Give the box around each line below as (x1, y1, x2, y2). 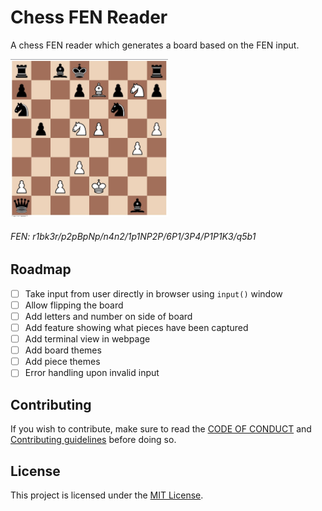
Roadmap (10, 261, 72, 278)
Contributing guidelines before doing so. (10, 434, 177, 446)
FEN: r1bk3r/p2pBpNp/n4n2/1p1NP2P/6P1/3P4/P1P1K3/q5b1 (10, 230, 257, 242)
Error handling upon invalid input (24, 367, 160, 379)
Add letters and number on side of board (24, 310, 193, 322)
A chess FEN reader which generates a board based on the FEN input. (10, 39, 300, 51)
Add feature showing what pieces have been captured (24, 321, 249, 333)
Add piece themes (24, 356, 101, 368)
